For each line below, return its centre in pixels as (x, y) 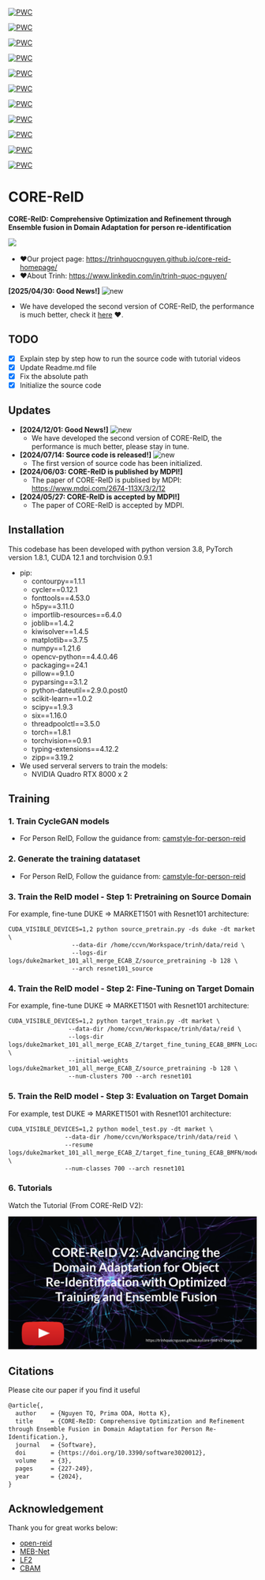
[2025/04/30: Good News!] (54, 291)
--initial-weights (98, 1061)
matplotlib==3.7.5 (60, 640)
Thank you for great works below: (63, 1528)
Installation (36, 530)
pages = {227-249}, (54, 1469)
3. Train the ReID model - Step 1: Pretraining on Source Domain (130, 896)
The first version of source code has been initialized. (117, 463)
